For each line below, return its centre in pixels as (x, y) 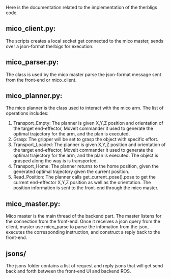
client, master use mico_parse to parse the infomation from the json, (77, 227)
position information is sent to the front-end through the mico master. (86, 188)
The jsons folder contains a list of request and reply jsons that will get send (84, 266)
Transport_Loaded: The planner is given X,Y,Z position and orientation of (89, 145)
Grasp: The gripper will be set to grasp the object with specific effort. (86, 140)
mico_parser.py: (32, 62)
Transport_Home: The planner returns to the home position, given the (86, 166)
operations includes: (27, 113)
